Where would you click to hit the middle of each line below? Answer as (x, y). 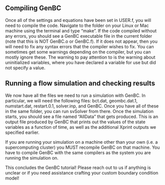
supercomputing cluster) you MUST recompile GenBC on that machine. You (82, 147)
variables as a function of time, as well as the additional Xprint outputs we (81, 127)
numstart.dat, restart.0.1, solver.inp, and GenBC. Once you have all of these (82, 106)
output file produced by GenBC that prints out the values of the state (75, 122)
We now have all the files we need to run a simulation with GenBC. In (75, 95)
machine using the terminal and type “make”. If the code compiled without (81, 31)
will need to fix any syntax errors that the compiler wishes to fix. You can (80, 46)
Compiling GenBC (33, 8)
